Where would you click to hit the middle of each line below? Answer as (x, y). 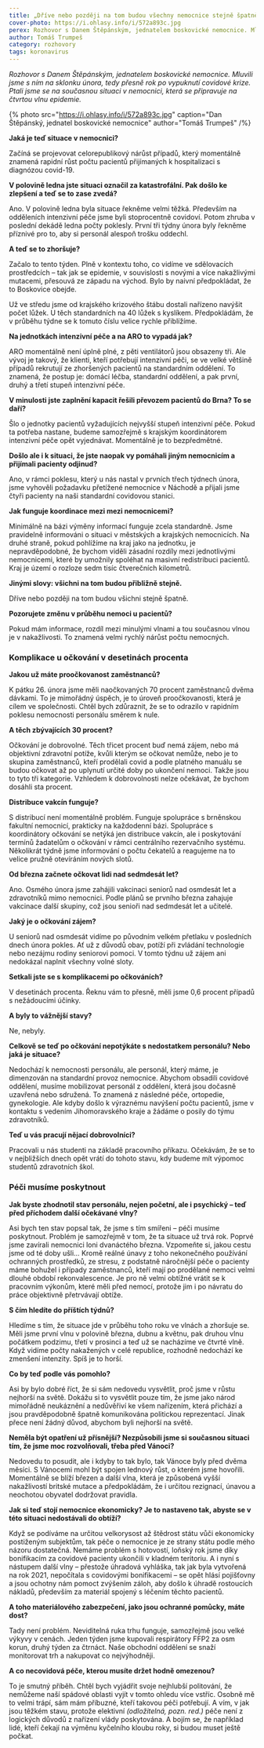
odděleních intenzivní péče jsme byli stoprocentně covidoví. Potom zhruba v (132, 217)
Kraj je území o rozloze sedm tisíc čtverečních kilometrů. (100, 568)
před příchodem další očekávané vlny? (73, 1212)
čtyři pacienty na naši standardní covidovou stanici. (92, 496)
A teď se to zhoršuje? (45, 249)
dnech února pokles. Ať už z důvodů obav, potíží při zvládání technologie (127, 945)
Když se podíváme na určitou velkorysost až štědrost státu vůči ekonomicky (132, 1533)
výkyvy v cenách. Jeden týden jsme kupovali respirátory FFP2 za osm (122, 1639)
